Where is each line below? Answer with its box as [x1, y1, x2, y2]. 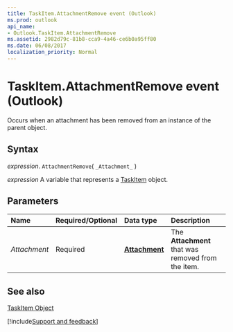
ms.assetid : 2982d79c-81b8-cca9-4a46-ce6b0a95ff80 [7, 36, 157, 43]
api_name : [7, 23, 36, 30]
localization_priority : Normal [7, 49, 98, 56]
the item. [171, 262, 200, 272]
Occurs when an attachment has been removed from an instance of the [7, 116, 212, 124]
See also [7, 285, 45, 297]
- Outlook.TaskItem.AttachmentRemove [7, 29, 116, 37]
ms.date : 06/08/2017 [7, 42, 67, 49]
